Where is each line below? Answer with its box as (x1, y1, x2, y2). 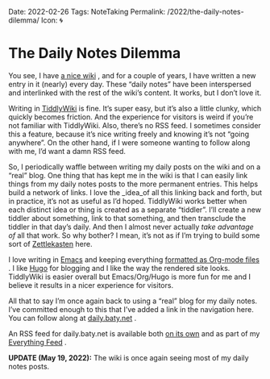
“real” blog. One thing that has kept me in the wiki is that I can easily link (8, 170, 248, 180)
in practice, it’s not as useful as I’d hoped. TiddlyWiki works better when (8, 196, 247, 206)
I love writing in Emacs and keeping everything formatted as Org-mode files (8, 254, 260, 264)
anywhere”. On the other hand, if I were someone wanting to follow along (8, 137, 251, 148)
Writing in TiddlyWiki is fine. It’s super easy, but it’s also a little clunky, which (8, 103, 262, 113)
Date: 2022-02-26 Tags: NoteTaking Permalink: (8, 7, 166, 16)
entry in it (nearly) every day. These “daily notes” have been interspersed (8, 79, 251, 89)
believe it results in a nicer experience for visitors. (8, 280, 174, 289)
